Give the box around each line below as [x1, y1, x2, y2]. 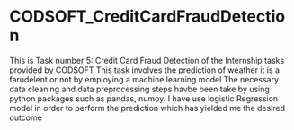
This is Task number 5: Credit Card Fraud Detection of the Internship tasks [9, 55, 285, 65]
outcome [9, 112, 42, 123]
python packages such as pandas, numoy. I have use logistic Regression [9, 92, 279, 104]
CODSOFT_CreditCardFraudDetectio [9, 6, 286, 27]
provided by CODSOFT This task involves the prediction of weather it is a [9, 65, 281, 75]
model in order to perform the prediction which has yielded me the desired [9, 102, 286, 113]
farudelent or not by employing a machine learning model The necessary [9, 74, 280, 84]
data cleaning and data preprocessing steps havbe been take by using [9, 83, 270, 94]
